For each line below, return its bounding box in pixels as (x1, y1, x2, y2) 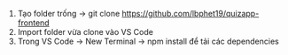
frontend (17, 17, 51, 28)
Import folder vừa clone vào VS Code (17, 27, 153, 37)
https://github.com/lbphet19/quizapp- (121, 9, 260, 18)
